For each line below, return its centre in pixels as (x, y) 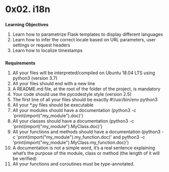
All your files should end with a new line (54, 84)
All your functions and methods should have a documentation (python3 (86, 132)
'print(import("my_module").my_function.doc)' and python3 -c (81, 137)
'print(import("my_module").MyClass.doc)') (57, 127)
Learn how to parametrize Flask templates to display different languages (88, 34)
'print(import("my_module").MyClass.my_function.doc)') (71, 143)
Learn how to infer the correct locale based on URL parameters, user (84, 40)
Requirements (20, 63)
